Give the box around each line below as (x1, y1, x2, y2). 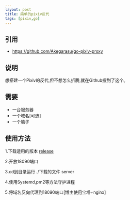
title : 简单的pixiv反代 (5, 12, 49, 16)
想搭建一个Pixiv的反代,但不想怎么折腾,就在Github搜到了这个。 (5, 77, 128, 83)
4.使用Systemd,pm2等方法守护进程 (5, 179, 75, 185)
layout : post (5, 7, 32, 12)
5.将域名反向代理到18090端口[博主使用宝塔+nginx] (5, 189, 106, 195)
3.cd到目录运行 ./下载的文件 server (5, 169, 74, 174)
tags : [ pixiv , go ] (5, 16, 40, 21)
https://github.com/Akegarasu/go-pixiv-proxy (12, 48, 103, 54)
